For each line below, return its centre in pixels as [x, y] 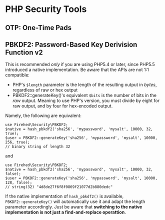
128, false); [19, 183]
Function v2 [24, 52]
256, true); [17, 142]
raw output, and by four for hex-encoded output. [62, 106]
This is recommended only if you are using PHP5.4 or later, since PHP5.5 [80, 64]
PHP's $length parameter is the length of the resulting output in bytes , [84, 85]
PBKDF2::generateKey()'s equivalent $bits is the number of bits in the [84, 95]
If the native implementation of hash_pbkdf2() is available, [64, 196]
